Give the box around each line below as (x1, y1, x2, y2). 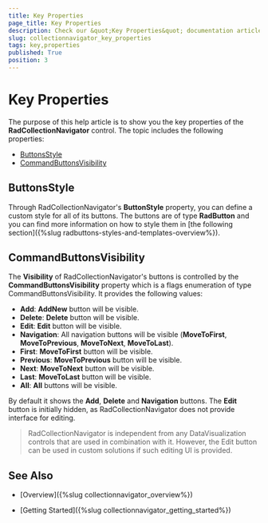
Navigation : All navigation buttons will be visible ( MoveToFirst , (19, 330, 227, 339)
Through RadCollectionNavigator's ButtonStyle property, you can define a (8, 202, 253, 212)
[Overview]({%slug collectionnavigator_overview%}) (19, 490, 193, 500)
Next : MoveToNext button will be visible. (19, 364, 155, 374)
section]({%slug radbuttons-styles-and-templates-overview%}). (8, 228, 221, 237)
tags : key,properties (8, 42, 81, 50)
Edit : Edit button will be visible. (19, 321, 122, 331)
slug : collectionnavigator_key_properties (8, 34, 152, 42)
